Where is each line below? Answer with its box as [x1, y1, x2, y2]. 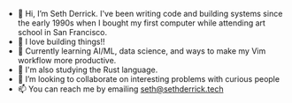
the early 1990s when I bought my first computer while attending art [17, 18, 265, 28]
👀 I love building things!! [17, 36, 105, 47]
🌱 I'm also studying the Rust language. [17, 64, 158, 75]
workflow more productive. [17, 55, 117, 65]
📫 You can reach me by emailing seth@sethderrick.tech [17, 84, 224, 94]
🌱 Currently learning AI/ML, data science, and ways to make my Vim [17, 46, 266, 56]
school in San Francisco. [17, 27, 108, 37]
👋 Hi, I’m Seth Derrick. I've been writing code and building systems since [17, 9, 283, 18]
